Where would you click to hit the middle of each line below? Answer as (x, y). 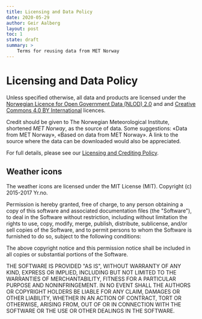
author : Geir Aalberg (33, 23)
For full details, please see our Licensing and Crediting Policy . (83, 153)
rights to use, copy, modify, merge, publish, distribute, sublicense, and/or (97, 223)
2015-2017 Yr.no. (27, 193)
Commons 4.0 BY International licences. (56, 110)
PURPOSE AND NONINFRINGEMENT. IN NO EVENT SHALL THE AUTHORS (99, 285)
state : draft (23, 40)
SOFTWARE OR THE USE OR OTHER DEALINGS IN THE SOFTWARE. (90, 311)
